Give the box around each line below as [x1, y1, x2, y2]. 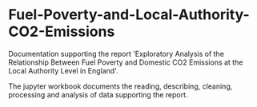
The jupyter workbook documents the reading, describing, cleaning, [8, 81, 233, 91]
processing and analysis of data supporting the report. [8, 89, 188, 99]
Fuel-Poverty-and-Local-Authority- [8, 6, 250, 24]
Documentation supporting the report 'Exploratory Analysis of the [8, 49, 224, 58]
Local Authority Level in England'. [8, 65, 118, 75]
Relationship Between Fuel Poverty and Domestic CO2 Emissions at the [8, 57, 243, 67]
